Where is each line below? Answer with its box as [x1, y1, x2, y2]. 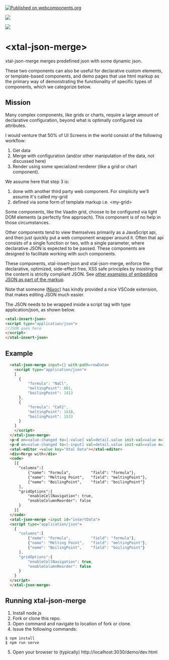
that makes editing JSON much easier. [5, 291, 84, 297]
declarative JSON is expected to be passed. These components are [5, 245, 145, 251]
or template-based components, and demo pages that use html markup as [5, 73, 159, 79]
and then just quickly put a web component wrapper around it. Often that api [5, 234, 164, 240]
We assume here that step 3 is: [5, 178, 69, 184]
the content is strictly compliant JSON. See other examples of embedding [5, 271, 158, 277]
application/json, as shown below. [5, 306, 75, 312]
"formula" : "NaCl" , [27, 381, 69, 386]
